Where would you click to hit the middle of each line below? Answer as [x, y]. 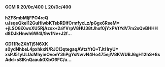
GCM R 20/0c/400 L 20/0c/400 [38, 7]
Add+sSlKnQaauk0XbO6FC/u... [38, 60]
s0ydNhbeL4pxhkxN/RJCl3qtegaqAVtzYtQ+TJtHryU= [62, 49]
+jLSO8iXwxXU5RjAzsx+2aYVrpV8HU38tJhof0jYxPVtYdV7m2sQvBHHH [82, 28]
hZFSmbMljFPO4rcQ [27, 18]
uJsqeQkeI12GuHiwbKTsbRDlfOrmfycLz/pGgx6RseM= [62, 23]
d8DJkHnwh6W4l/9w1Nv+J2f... [39, 33]
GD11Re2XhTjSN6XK [27, 44]
